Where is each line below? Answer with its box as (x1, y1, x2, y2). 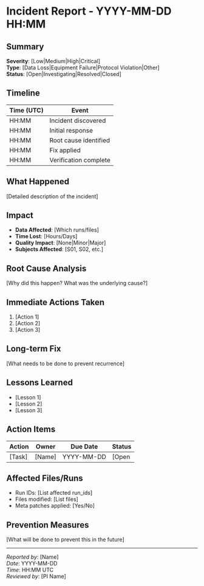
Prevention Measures (6, 520, 89, 530)
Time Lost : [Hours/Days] (15, 233, 78, 240)
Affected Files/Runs (6, 473, 83, 483)
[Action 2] (15, 320, 41, 327)
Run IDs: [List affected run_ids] (15, 489, 93, 497)
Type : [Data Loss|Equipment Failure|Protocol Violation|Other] (6, 64, 160, 71)
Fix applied (49, 146, 81, 154)
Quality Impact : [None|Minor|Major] (15, 239, 106, 247)
